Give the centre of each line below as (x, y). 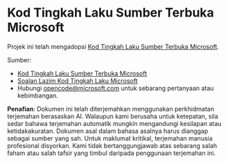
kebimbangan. (38, 95)
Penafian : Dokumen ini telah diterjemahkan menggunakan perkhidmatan (111, 109)
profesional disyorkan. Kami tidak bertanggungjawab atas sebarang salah (112, 145)
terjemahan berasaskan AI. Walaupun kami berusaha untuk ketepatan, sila (113, 116)
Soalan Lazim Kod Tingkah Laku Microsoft (77, 80)
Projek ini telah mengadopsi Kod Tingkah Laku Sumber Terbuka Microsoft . (113, 46)
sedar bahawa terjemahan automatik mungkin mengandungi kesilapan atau (114, 123)
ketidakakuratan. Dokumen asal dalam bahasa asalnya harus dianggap (108, 131)
